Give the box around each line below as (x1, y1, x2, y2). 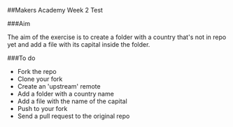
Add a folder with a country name (17, 90, 114, 98)
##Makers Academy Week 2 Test (7, 6, 104, 14)
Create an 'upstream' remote (17, 82, 101, 90)
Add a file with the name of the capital (17, 97, 127, 105)
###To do (7, 54, 36, 62)
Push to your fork (17, 105, 68, 112)
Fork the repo (17, 68, 57, 75)
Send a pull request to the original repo (17, 112, 130, 120)
